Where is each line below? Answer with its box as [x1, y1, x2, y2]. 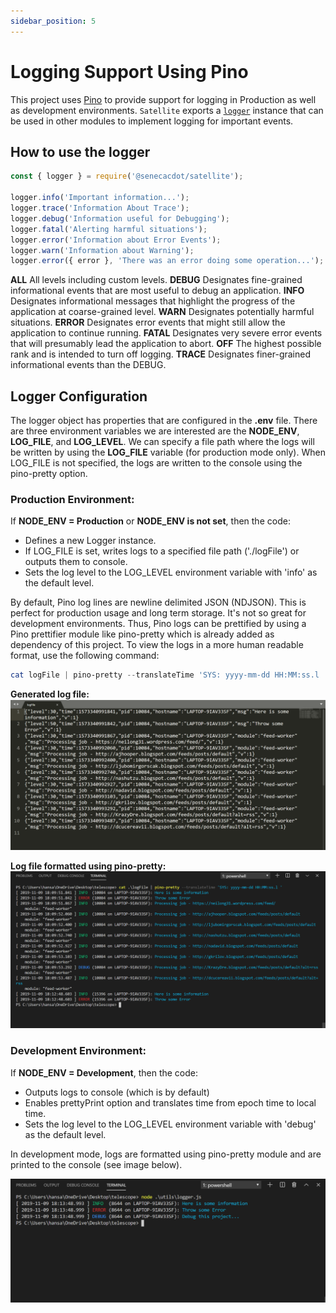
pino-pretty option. [10, 468, 88, 480]
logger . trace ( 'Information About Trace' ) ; [10, 203, 190, 213]
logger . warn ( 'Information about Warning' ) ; [10, 245, 195, 255]
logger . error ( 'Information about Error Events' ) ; [10, 235, 222, 245]
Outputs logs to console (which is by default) [24, 1086, 210, 1098]
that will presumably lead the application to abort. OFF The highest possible [10, 338, 322, 350]
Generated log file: [10, 688, 90, 700]
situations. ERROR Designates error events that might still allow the [10, 316, 286, 329]
